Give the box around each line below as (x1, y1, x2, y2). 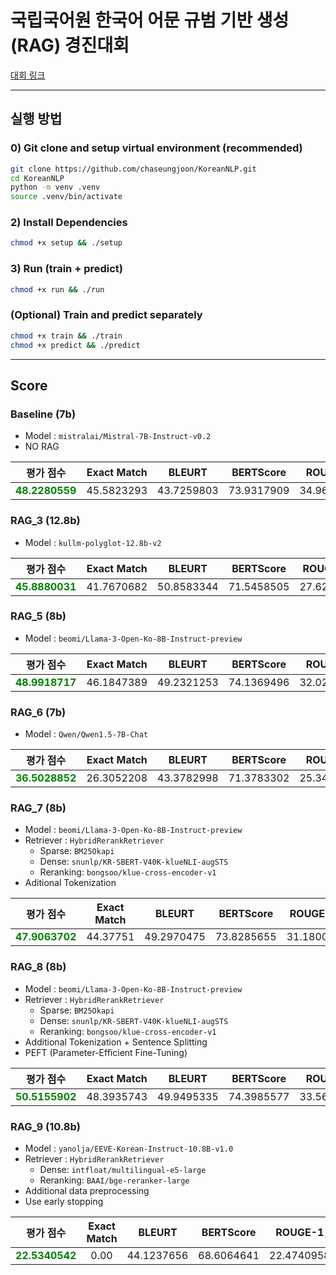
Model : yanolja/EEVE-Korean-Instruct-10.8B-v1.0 (24, 1142, 234, 1154)
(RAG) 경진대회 (10, 34, 130, 57)
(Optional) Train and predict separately (10, 308, 203, 322)
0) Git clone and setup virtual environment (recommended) (10, 141, 303, 155)
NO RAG (24, 441, 60, 453)
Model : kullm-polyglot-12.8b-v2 (24, 536, 162, 548)
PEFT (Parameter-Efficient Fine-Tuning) (24, 1046, 188, 1058)
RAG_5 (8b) (10, 609, 67, 623)
